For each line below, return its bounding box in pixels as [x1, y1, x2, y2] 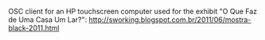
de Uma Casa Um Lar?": [8, 15, 88, 24]
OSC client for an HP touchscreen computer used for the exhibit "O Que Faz [8, 7, 258, 16]
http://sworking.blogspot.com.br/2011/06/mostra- [88, 15, 251, 24]
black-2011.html [8, 24, 60, 32]
